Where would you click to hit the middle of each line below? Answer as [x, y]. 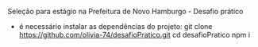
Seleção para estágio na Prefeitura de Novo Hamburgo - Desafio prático [125, 11]
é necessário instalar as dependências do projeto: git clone [116, 26]
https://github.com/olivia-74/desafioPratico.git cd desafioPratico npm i [135, 35]
